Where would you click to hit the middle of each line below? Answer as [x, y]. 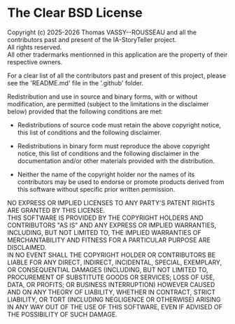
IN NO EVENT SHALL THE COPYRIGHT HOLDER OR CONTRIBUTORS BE [111, 255]
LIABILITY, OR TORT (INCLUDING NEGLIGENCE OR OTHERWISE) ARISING [114, 300]
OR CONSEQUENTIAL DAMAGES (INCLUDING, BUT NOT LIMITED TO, [108, 269]
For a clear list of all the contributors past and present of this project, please [117, 76]
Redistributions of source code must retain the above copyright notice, [119, 125]
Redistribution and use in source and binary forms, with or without [102, 97]
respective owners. [35, 62]
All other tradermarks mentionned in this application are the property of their [117, 55]
